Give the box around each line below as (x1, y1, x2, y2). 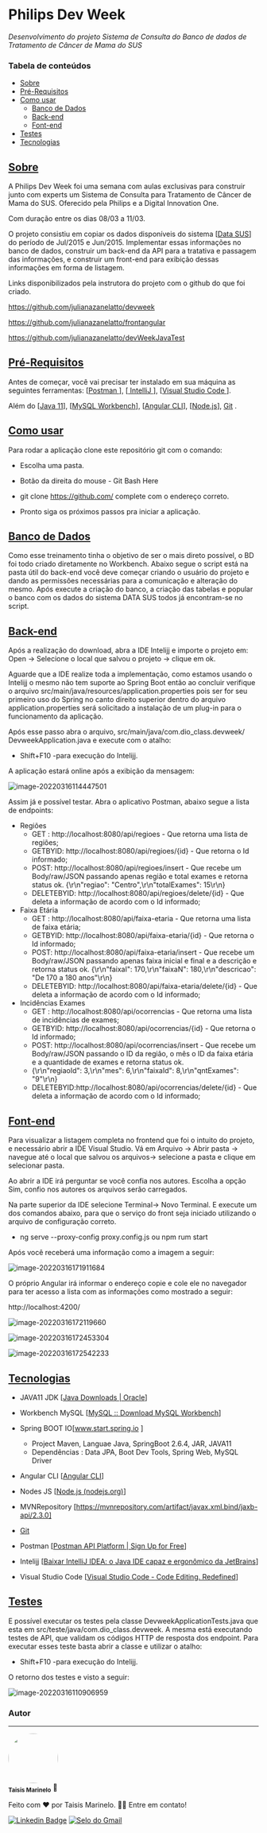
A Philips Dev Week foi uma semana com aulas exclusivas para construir (8, 181, 246, 192)
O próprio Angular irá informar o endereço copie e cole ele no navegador (8, 1278, 247, 1289)
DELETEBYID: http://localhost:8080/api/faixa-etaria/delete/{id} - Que (31, 982, 258, 991)
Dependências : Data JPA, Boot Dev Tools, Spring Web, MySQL (31, 1447, 239, 1456)
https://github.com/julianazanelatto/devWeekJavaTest (8, 333, 185, 343)
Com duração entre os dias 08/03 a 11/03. (8, 214, 145, 223)
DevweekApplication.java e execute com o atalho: (8, 735, 172, 745)
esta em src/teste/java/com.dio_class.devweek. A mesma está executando (8, 1624, 253, 1634)
